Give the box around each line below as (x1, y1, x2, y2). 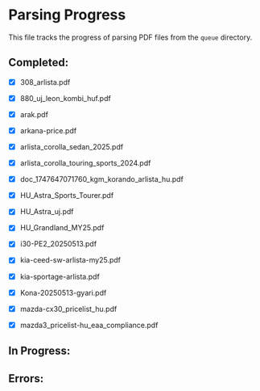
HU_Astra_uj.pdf (19, 207, 74, 217)
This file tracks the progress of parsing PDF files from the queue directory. (8, 32, 253, 42)
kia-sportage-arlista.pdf (19, 271, 101, 281)
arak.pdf (19, 109, 48, 119)
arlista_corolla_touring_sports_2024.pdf (19, 158, 151, 168)
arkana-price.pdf (19, 125, 77, 135)
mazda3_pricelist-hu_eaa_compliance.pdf (19, 320, 159, 330)
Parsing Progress (8, 6, 126, 24)
